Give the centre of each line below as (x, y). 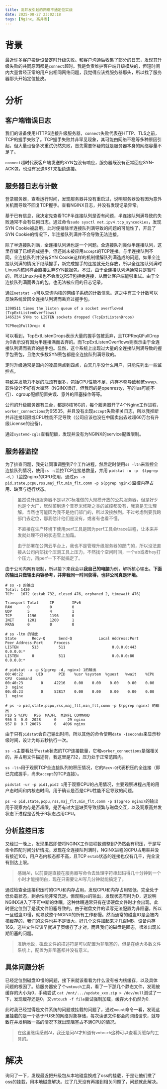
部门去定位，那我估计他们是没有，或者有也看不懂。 (70, 518)
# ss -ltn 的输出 (22, 634)
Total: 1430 (17, 590)
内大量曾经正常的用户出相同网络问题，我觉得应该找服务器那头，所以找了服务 (83, 72)
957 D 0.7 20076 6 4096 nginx (45, 724)
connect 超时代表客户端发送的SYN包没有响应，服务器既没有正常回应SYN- (80, 163)
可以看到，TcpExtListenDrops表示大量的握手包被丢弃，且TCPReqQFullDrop (82, 336)
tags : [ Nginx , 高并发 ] (28, 19)
